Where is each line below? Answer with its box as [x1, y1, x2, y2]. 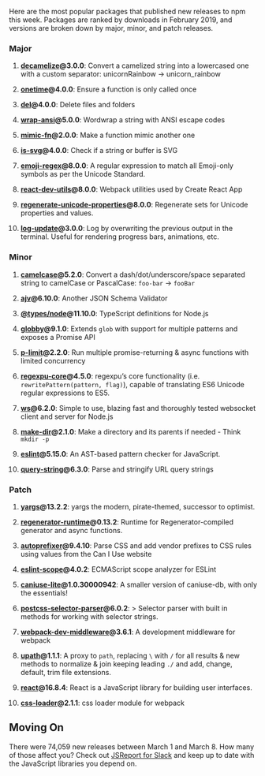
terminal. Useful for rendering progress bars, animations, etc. [20, 232, 219, 241]
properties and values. [20, 208, 94, 218]
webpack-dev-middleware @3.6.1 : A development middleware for [20, 627, 236, 636]
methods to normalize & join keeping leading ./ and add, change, [20, 658, 233, 669]
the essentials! [20, 588, 68, 598]
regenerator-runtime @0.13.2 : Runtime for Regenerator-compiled [20, 517, 234, 527]
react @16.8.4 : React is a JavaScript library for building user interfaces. [20, 682, 253, 692]
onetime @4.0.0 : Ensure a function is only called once [20, 84, 197, 94]
